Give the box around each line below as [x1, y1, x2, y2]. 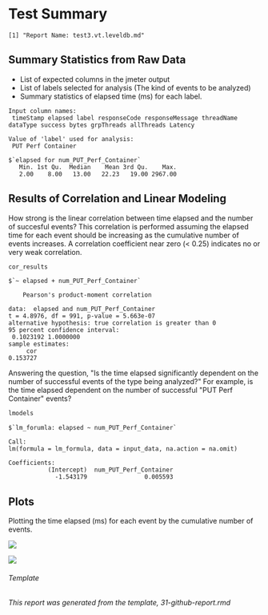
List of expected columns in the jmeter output [19, 74, 170, 84]
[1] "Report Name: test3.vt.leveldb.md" [8, 31, 146, 39]
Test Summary [8, 5, 108, 23]
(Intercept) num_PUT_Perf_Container [47, 466, 174, 474]
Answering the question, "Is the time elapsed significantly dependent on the [8, 368, 258, 378]
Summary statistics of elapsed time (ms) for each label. [19, 91, 202, 101]
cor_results [8, 262, 48, 271]
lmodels [8, 410, 34, 418]
